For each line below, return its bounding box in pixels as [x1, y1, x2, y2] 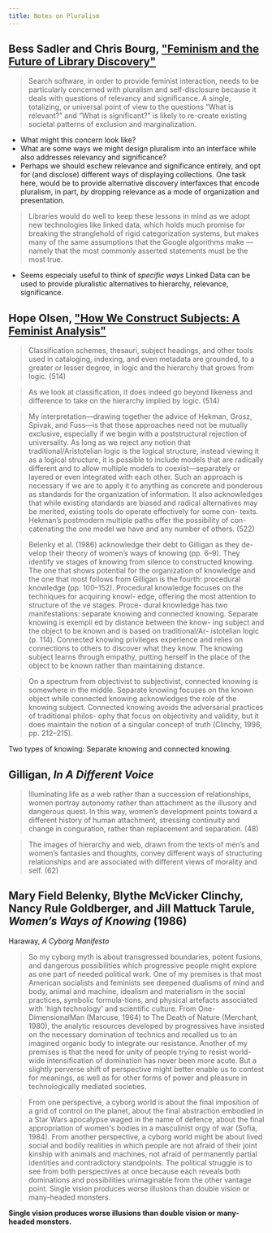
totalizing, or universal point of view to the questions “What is [28, 102, 234, 112]
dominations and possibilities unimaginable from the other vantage [28, 1174, 252, 1184]
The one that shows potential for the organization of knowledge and [28, 566, 256, 576]
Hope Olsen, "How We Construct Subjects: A [8, 311, 240, 325]
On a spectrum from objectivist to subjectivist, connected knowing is [28, 677, 258, 686]
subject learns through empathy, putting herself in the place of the [28, 652, 250, 662]
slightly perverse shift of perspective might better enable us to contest [28, 1064, 265, 1074]
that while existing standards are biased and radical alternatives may [28, 498, 258, 508]
